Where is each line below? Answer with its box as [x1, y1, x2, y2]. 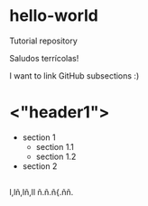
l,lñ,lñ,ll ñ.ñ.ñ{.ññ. [9, 187, 74, 198]
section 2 [22, 160, 58, 172]
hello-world [9, 5, 99, 26]
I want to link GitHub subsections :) [9, 70, 140, 81]
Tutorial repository [9, 35, 79, 46]
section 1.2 [35, 151, 77, 162]
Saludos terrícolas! [9, 52, 79, 63]
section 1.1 [35, 141, 74, 152]
